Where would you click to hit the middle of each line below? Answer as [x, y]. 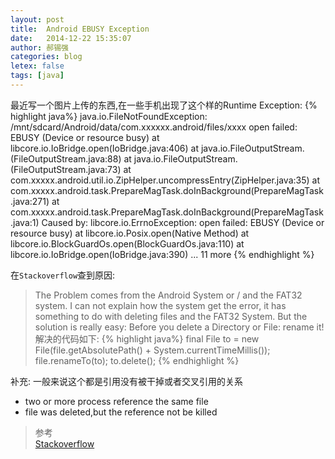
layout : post [37, 19]
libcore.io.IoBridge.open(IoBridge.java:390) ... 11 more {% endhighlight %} [162, 254]
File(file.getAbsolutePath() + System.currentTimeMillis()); [152, 350]
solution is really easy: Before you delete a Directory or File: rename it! [179, 327]
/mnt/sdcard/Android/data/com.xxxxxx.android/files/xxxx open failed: [154, 127]
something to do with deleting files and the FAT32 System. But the [171, 316]
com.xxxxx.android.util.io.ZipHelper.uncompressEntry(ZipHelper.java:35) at [165, 180]
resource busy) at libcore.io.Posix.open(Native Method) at [130, 233]
